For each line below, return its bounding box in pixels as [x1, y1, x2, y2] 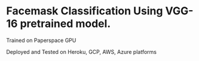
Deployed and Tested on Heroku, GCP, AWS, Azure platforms [6, 48, 157, 55]
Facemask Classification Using [6, 4, 163, 18]
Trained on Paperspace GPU [6, 36, 76, 44]
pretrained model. [20, 17, 111, 30]
